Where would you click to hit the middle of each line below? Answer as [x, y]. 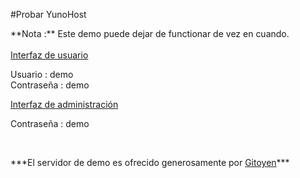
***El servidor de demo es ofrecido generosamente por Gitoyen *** [150, 162]
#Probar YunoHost [48, 14]
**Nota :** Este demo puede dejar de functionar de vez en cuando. [150, 33]
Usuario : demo [42, 74]
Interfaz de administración [64, 104]
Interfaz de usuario [49, 55]
